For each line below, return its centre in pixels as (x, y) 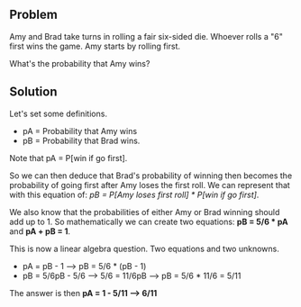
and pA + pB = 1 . (40, 231)
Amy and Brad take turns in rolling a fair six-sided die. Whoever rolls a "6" (146, 36)
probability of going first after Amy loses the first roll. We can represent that (150, 185)
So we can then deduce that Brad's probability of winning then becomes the (151, 176)
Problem (34, 15)
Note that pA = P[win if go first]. (68, 158)
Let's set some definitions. (59, 113)
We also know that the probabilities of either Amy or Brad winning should (145, 212)
